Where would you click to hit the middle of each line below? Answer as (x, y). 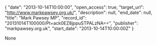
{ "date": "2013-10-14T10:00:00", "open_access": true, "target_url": (74, 7)
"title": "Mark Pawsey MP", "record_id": (46, 18)
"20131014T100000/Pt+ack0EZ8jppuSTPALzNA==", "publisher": (71, 23)
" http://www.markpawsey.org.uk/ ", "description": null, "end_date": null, (78, 12)
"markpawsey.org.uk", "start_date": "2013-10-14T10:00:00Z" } (69, 28)
